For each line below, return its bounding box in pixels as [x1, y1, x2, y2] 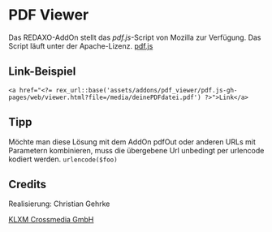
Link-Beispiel [8, 65, 76, 79]
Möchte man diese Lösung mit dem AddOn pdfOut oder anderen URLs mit [8, 136, 256, 147]
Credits [8, 177, 47, 191]
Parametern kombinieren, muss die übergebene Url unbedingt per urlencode [8, 145, 265, 155]
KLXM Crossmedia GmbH [8, 215, 94, 225]
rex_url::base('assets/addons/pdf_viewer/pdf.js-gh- [55, 86, 238, 94]
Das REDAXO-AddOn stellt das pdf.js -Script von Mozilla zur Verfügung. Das [8, 32, 261, 42]
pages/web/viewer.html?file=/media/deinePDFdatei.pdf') [8, 93, 201, 101]
